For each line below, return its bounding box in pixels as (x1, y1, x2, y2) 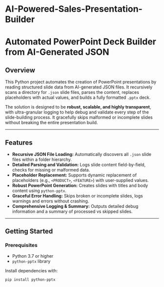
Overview (5, 66, 36, 74)
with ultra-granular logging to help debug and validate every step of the (5, 109, 149, 115)
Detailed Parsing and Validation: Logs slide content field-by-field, (12, 162, 146, 167)
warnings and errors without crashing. (12, 198, 89, 204)
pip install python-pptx (5, 277, 56, 282)
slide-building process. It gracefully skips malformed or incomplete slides (5, 114, 153, 120)
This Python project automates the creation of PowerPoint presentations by (5, 79, 157, 85)
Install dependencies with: (5, 267, 58, 273)
